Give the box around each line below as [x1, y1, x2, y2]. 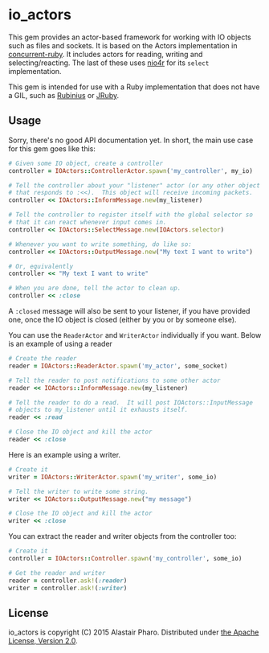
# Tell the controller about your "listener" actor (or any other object [8, 181, 261, 190]
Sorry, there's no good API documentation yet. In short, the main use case [8, 135, 254, 145]
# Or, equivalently [8, 262, 74, 270]
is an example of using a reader [8, 339, 112, 348]
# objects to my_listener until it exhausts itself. [8, 406, 189, 414]
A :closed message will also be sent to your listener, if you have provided [8, 306, 251, 315]
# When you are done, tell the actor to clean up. [8, 284, 181, 293]
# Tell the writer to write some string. [8, 487, 149, 495]
